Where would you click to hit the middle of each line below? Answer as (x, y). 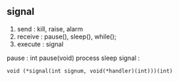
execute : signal (40, 44)
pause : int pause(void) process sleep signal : (73, 58)
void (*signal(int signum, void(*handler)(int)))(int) (90, 71)
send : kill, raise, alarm (50, 29)
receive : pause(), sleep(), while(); (67, 36)
